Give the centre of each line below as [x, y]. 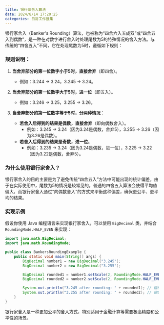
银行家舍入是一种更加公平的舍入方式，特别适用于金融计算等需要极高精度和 [80, 311]
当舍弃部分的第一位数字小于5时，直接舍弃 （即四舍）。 [66, 71]
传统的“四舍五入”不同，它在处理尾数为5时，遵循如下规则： [64, 46]
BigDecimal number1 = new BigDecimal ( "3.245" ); [72, 261]
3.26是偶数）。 [45, 135]
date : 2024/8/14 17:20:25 [31, 14]
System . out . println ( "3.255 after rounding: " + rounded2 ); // [87, 293]
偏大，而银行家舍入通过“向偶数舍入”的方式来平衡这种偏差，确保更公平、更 [80, 191]
